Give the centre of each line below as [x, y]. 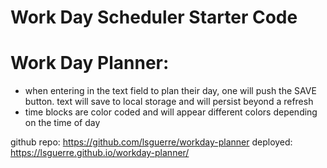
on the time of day [62, 123]
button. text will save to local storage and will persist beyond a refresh [169, 102]
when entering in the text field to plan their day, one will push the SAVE [170, 91]
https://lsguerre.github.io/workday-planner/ [100, 153]
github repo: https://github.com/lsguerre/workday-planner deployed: [151, 142]
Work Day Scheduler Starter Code [154, 17]
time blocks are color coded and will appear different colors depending [171, 112]
